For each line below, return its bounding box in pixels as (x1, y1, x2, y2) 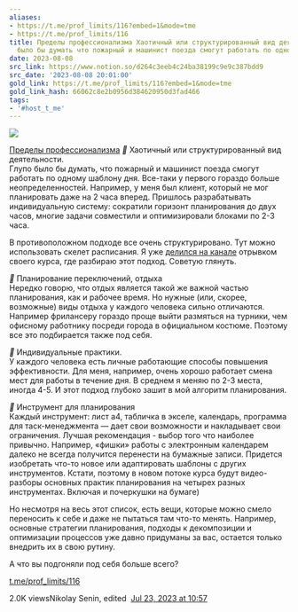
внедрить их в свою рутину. (9, 542, 115, 553)
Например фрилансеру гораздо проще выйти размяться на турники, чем (9, 311, 288, 322)
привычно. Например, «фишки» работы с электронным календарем (9, 440, 269, 451)
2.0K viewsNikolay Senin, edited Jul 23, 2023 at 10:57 (9, 593, 208, 604)
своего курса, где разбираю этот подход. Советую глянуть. (9, 256, 237, 267)
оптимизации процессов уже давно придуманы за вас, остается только (9, 532, 282, 543)
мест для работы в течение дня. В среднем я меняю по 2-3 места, (9, 375, 263, 386)
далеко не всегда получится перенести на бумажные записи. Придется (9, 449, 283, 459)
